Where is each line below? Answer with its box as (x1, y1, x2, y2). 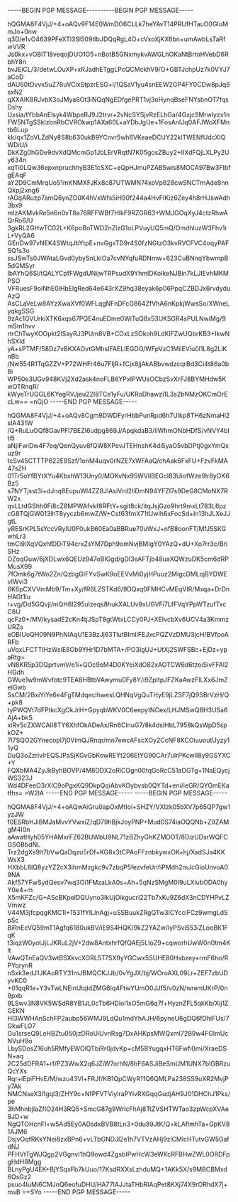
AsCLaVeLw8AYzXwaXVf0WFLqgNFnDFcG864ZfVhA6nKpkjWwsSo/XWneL (7, 299, 230, 308)
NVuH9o (7, 1037, 33, 1045)
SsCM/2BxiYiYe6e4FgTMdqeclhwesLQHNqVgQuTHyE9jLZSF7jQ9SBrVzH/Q (7, 691, 229, 699)
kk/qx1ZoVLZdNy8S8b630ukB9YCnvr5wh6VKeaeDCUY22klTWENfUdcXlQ (7, 133, 226, 141)
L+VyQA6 (7, 231, 35, 240)
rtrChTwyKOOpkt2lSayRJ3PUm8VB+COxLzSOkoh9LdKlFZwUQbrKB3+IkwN (7, 330, 230, 338)
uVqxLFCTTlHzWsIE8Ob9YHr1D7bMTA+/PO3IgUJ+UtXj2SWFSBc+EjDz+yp (7, 645, 228, 653)
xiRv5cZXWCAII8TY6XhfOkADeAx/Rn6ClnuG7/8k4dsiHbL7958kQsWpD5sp (7, 721, 228, 729)
